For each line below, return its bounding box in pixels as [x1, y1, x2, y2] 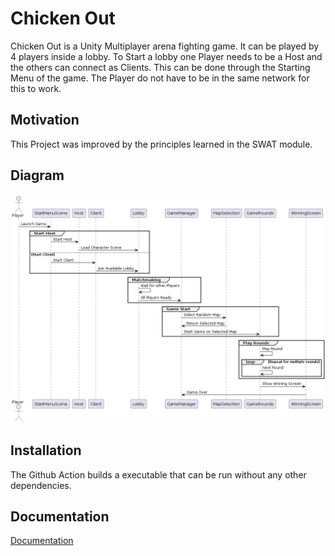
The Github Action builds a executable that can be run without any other [10, 468, 307, 481]
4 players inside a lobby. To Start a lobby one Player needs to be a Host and [10, 50, 323, 62]
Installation [10, 442, 82, 459]
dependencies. [10, 479, 72, 491]
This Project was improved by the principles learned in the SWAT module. [10, 138, 313, 150]
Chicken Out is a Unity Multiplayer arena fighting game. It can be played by [10, 40, 320, 52]
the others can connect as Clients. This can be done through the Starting [10, 61, 311, 73]
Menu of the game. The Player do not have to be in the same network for [10, 72, 310, 84]
